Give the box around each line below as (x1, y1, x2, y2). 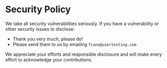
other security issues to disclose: (5, 26, 75, 32)
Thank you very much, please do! (12, 36, 83, 42)
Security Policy (5, 4, 71, 15)
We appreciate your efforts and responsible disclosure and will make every (5, 51, 162, 57)
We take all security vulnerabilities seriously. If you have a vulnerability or (5, 20, 159, 27)
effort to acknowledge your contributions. (5, 56, 93, 62)
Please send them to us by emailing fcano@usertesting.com (12, 41, 136, 47)
